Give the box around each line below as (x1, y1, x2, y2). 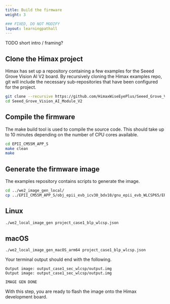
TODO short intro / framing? (5, 40, 63, 46)
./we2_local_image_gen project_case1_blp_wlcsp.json (5, 220, 119, 225)
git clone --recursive (5, 94, 53, 99)
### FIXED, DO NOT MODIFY (5, 21, 60, 26)
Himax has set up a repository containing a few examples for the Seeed (5, 68, 154, 74)
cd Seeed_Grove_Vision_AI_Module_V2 (5, 98, 82, 104)
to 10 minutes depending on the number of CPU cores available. (5, 131, 139, 137)
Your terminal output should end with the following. (5, 256, 112, 262)
